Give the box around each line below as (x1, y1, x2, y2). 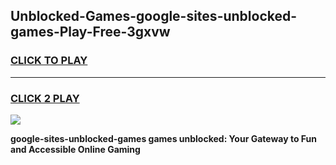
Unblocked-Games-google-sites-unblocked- (10, 8, 298, 25)
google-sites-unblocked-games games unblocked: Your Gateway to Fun (10, 132, 317, 144)
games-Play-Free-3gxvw (10, 24, 171, 41)
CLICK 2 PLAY (10, 91, 80, 105)
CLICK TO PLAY (10, 54, 88, 68)
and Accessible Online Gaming (10, 143, 141, 155)
